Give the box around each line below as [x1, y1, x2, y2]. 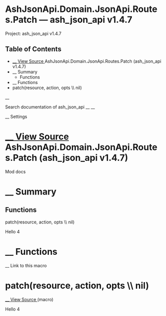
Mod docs [5, 168, 26, 175]
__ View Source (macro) [5, 296, 54, 302]
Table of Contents [5, 45, 62, 53]
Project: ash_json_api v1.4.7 [5, 30, 62, 36]
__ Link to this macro [5, 262, 47, 268]
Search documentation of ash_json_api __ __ [5, 104, 95, 110]
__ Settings [5, 113, 27, 119]
